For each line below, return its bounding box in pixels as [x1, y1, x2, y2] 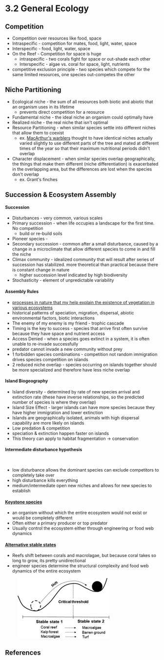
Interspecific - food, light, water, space [12, 46, 90, 51]
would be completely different [12, 515, 73, 521]
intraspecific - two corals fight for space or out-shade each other [19, 56, 151, 62]
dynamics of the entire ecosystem [12, 568, 81, 574]
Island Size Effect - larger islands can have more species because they [12, 404, 155, 410]
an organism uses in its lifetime [12, 103, 75, 110]
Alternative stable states [5, 541, 56, 547]
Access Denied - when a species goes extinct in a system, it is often [12, 335, 150, 342]
